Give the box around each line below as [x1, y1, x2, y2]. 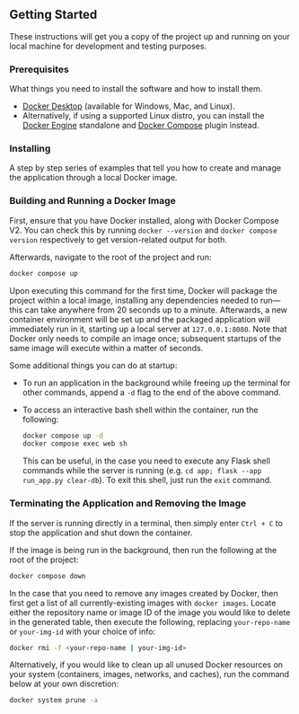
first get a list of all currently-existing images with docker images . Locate [9, 597, 277, 608]
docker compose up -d [22, 431, 103, 440]
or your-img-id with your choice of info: [9, 626, 155, 637]
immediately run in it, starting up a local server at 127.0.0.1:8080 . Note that [9, 323, 287, 334]
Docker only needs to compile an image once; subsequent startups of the [9, 332, 282, 344]
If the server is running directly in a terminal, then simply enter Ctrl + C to [9, 517, 283, 528]
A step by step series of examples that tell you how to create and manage [9, 163, 281, 173]
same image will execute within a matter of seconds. [9, 342, 204, 353]
